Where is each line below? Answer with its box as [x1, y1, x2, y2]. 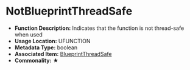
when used [14, 30, 43, 38]
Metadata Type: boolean [14, 44, 77, 51]
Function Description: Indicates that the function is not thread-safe [14, 24, 185, 32]
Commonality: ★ [14, 57, 59, 64]
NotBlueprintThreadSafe [5, 4, 133, 18]
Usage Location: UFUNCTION [14, 37, 91, 44]
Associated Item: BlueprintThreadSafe [14, 50, 112, 57]
